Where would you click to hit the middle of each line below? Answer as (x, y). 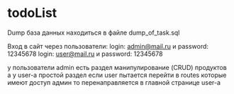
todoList (32, 13)
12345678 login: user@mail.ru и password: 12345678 (85, 54)
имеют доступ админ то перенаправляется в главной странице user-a (114, 82)
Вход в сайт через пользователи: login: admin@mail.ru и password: (108, 46)
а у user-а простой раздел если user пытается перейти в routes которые (117, 75)
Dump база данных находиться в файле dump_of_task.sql (94, 33)
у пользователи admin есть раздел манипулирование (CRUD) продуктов (117, 67)
